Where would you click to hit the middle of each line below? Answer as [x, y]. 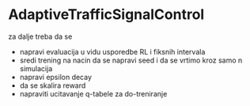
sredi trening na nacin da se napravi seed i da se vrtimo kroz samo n [131, 60]
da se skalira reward [53, 85]
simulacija [36, 68]
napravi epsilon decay [56, 77]
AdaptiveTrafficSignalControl [106, 15]
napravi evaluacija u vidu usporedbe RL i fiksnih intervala [112, 51]
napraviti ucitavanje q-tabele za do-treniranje [93, 93]
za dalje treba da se [40, 36]
